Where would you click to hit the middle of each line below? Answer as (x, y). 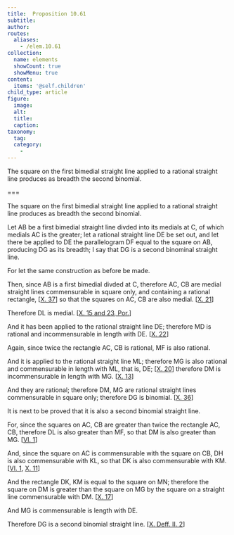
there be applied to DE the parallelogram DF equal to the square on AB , (110, 242)
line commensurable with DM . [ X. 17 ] (60, 497)
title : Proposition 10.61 (47, 14)
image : (23, 106)
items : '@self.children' (50, 86)
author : (19, 27)
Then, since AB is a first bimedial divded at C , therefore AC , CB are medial (114, 284)
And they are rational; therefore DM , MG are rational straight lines (102, 390)
